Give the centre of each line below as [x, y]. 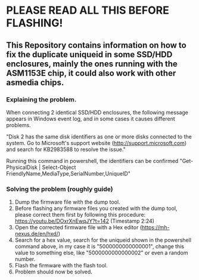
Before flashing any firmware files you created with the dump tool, [96, 208]
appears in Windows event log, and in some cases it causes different [91, 119]
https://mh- [156, 227]
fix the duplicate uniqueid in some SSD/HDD [89, 54]
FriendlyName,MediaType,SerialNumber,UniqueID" [69, 173]
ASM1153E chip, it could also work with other [91, 73]
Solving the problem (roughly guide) [60, 189]
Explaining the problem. [41, 99]
